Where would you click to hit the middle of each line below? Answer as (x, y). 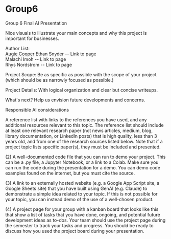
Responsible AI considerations (37, 110)
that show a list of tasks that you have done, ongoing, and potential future (83, 214)
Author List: (17, 48)
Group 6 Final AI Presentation (36, 23)
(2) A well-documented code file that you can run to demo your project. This (86, 157)
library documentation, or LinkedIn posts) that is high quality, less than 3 (81, 136)
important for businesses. (32, 38)
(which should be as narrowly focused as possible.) (59, 80)
